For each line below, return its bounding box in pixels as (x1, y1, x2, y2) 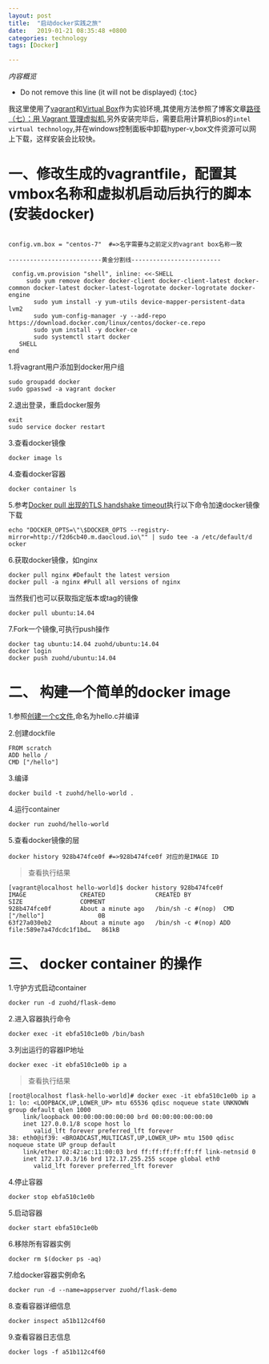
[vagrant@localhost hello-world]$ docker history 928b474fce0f (8, 884, 224, 892)
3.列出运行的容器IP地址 (8, 1045, 85, 1054)
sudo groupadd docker (8, 378, 81, 387)
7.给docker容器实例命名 (8, 1270, 86, 1279)
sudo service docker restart (8, 423, 106, 431)
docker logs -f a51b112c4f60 (8, 1348, 106, 1356)
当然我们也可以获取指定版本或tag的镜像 (8, 593, 139, 603)
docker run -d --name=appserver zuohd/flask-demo (8, 1286, 178, 1294)
